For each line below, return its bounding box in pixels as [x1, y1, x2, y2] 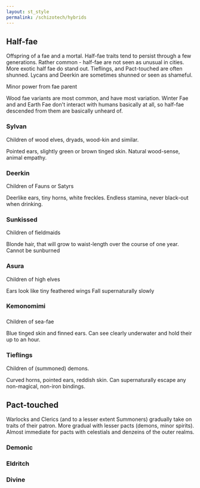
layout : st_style [6, 8, 50, 15]
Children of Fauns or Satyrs [6, 182, 74, 189]
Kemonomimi [6, 302, 46, 310]
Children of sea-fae [6, 318, 54, 325]
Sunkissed [6, 215, 38, 223]
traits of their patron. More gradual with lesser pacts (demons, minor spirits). [6, 422, 195, 429]
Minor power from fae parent [6, 83, 78, 90]
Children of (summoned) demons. [6, 365, 90, 372]
